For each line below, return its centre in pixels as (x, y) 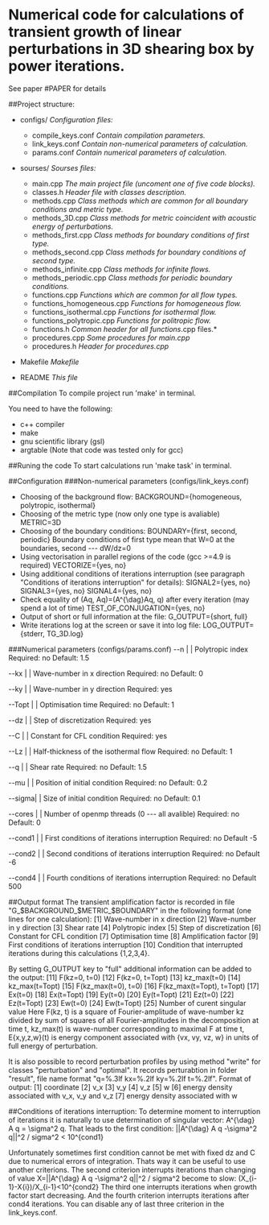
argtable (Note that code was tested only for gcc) (102, 449)
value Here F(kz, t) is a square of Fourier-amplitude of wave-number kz (126, 1012)
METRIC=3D (41, 522)
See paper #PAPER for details (57, 88)
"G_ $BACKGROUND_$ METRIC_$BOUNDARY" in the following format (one (130, 910)
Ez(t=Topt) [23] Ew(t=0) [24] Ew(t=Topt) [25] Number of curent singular (127, 1003)
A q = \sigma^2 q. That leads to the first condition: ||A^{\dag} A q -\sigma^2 (133, 1128)
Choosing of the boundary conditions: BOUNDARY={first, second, (128, 531)
